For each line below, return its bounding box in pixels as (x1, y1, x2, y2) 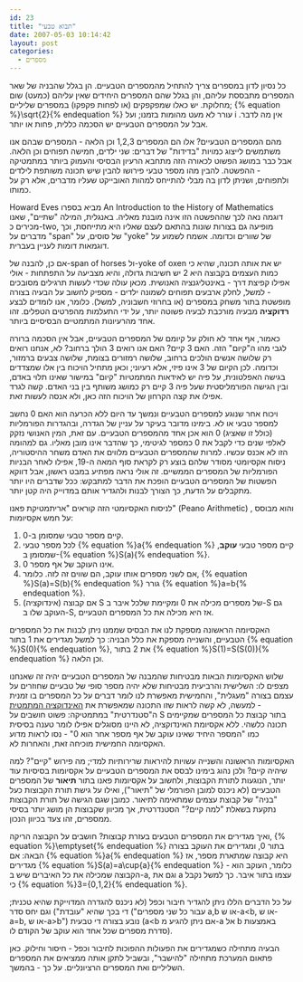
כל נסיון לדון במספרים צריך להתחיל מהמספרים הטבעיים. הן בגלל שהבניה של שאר (9, 81, 287, 91)
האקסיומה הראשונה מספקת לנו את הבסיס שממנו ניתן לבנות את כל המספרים (9, 624, 270, 634)
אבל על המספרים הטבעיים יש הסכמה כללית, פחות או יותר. (9, 119, 208, 129)
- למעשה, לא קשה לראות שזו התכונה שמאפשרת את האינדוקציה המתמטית (9, 700, 262, 710)
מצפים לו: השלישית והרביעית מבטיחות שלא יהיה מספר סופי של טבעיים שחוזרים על (9, 681, 289, 691)
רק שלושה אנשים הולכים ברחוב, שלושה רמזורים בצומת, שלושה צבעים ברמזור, (9, 352, 272, 363)
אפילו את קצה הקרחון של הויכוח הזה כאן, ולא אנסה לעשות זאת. (9, 391, 223, 401)
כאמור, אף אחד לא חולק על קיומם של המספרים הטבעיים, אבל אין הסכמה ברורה (9, 333, 280, 344)
